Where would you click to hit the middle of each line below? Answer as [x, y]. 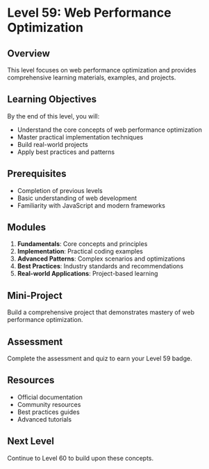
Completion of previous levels [60, 190]
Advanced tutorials [44, 419]
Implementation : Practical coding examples [80, 252]
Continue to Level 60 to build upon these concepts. [81, 458]
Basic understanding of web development [77, 198]
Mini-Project [35, 295]
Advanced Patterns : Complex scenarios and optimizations [101, 259]
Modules [27, 228]
